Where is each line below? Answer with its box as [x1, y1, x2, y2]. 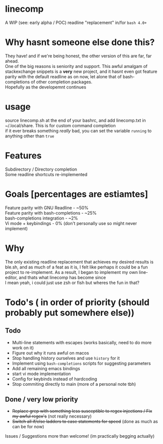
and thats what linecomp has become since [18, 274, 106, 280]
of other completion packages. [31, 79, 92, 85]
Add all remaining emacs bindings [12, 365, 80, 371]
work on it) [12, 345, 34, 351]
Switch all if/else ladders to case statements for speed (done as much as [12, 419, 158, 424]
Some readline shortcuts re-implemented [5, 171, 88, 177]
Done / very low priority [5, 395, 78, 404]
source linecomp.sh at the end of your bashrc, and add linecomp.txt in [5, 117, 146, 123]
